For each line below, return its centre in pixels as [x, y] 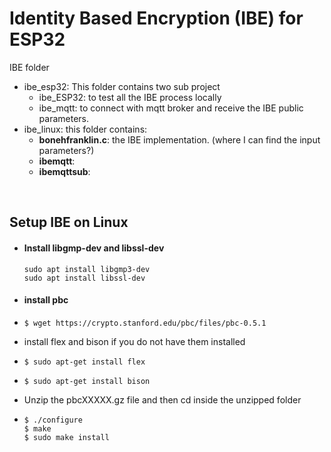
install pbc [46, 300]
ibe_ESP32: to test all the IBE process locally [130, 97]
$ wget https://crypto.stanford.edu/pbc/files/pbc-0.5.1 [145, 323]
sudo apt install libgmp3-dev [87, 269]
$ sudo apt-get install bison [87, 381]
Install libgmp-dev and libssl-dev [94, 248]
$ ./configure [53, 420]
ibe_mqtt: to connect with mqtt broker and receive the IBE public [171, 108]
